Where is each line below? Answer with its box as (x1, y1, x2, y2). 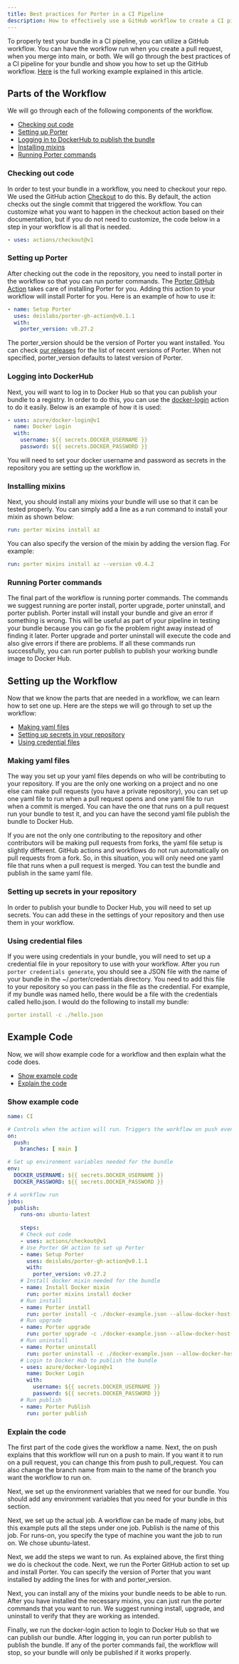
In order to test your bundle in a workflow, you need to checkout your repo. (7, 185, 228, 193)
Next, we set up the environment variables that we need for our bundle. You (7, 1487, 230, 1495)
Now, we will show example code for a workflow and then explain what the (7, 1050, 226, 1058)
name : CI (7, 1112, 33, 1120)
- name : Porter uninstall (20, 1343, 97, 1350)
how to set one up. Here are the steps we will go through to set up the (7, 701, 212, 710)
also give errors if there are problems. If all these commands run (7, 639, 196, 648)
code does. (7, 1058, 41, 1066)
